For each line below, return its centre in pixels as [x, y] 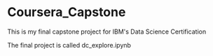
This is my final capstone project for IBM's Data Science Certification [107, 31]
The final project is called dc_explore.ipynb [69, 45]
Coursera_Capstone [67, 12]
